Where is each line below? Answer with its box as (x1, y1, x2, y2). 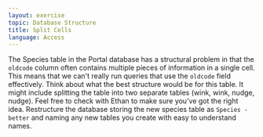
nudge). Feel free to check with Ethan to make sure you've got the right (8, 96, 239, 106)
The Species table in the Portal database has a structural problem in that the (8, 55, 255, 64)
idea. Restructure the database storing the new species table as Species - (8, 105, 249, 114)
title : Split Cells (8, 26, 72, 34)
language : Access (8, 33, 65, 41)
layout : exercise (8, 11, 65, 20)
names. (8, 121, 32, 131)
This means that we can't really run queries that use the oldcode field (8, 71, 232, 81)
